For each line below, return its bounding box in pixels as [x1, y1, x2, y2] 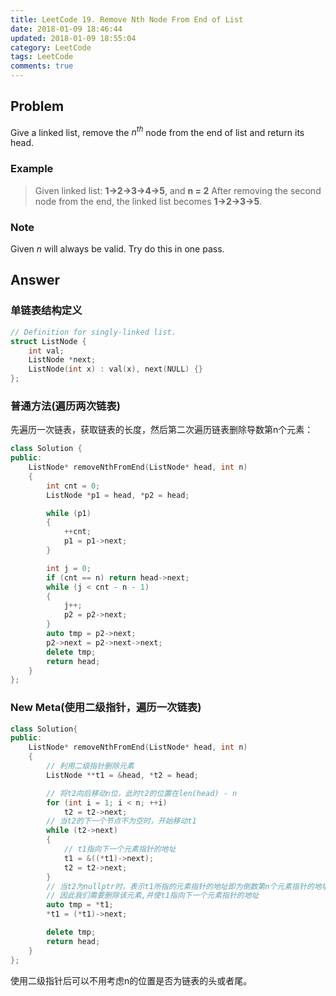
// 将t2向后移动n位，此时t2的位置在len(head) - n [46, 788, 238, 798]
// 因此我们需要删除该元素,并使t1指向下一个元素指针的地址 [46, 891, 260, 901]
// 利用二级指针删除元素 [46, 761, 135, 771]
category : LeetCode [10, 42, 92, 53]
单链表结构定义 [10, 304, 83, 318]
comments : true [10, 61, 74, 71]
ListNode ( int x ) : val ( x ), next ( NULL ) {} [28, 364, 203, 375]
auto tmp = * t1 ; [46, 900, 114, 910]
